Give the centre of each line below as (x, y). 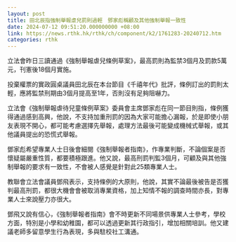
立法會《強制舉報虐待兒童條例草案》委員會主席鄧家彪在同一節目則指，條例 (115, 108)
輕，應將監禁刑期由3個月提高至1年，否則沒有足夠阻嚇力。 (91, 93)
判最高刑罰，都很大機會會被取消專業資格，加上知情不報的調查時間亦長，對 (115, 191)
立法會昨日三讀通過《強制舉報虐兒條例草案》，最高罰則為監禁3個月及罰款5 (114, 61)
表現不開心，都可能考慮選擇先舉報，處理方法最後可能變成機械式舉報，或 (118, 126)
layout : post (26, 14)
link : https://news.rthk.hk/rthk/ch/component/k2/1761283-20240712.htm (114, 33)
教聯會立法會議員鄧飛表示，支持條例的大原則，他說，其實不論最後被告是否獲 (118, 182)
